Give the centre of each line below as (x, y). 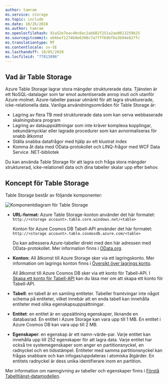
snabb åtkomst (28, 136)
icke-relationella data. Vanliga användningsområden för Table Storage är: (81, 105)
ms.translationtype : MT (30, 43)
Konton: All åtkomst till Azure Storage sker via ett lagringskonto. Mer (83, 258)
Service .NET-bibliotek (36, 152)
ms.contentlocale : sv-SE (31, 47)
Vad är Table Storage (38, 77)
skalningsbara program (36, 120)
